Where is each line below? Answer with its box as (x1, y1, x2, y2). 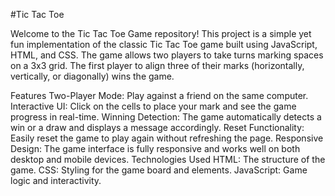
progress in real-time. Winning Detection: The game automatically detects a (10, 111, 322, 123)
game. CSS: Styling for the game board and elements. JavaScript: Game (10, 164, 308, 176)
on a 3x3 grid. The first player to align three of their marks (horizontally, (10, 60, 305, 71)
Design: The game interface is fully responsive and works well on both (10, 143, 301, 154)
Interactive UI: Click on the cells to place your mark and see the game (10, 100, 297, 112)
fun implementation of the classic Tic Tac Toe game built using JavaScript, (10, 39, 318, 50)
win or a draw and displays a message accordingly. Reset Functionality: (10, 122, 305, 133)
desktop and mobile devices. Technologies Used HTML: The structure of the (10, 154, 326, 165)
